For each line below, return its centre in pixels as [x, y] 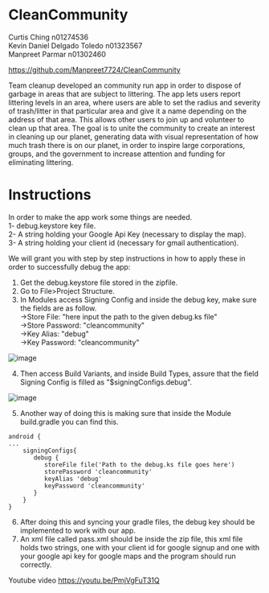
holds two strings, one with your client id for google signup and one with [139, 547]
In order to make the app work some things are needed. [100, 217]
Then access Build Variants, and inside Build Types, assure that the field [139, 373]
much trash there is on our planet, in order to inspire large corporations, [127, 145]
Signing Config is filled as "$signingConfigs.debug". [106, 382]
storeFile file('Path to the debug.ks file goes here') [139, 464]
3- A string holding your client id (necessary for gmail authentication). [124, 242]
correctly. [36, 564]
